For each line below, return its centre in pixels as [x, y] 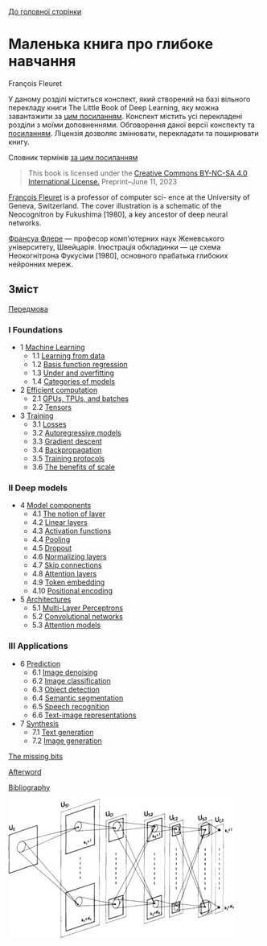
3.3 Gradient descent [67, 441]
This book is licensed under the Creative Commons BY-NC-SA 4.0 [138, 173]
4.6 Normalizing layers [69, 557]
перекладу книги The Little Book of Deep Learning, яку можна [114, 107]
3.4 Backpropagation [67, 450]
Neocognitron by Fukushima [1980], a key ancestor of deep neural [118, 214]
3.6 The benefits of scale [73, 467]
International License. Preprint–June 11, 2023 [103, 181]
